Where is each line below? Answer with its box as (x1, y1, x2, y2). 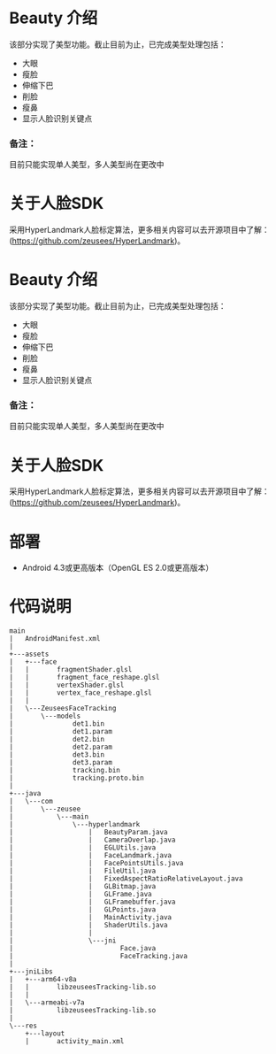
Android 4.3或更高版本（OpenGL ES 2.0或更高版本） (21, 563, 214, 573)
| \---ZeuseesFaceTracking (9, 704, 117, 713)
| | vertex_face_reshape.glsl (9, 689, 152, 697)
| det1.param (9, 727, 113, 736)
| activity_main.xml (25, 1037, 125, 1046)
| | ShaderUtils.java (9, 921, 168, 930)
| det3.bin (9, 750, 104, 759)
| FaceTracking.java (9, 952, 188, 961)
